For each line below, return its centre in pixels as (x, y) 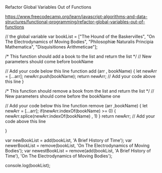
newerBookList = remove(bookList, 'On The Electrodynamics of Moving (77, 146)
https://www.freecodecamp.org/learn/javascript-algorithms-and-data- (76, 16)
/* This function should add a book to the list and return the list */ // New (78, 56)
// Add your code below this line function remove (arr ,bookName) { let (76, 106)
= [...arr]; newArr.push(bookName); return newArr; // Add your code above (80, 76)
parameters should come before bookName (49, 62)
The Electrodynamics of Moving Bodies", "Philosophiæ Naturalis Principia (79, 42)
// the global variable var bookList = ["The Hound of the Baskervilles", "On (80, 37)
